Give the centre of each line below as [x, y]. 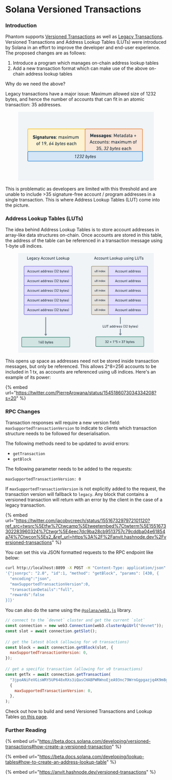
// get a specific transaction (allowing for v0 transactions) [74, 669]
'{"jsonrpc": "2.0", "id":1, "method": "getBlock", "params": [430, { [82, 573]
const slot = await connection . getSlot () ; [51, 631]
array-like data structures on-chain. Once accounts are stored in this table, [84, 235]
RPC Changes [23, 411]
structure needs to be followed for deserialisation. [58, 434]
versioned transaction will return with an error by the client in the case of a [84, 500]
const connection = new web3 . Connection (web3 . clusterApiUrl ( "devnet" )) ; [84, 626]
